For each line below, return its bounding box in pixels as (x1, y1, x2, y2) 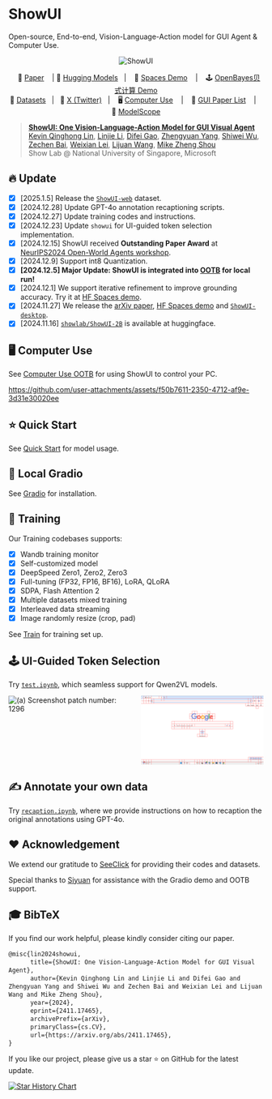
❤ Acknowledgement (8, 838, 120, 852)
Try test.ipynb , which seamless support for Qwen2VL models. (8, 679, 218, 689)
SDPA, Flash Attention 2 (19, 585, 100, 596)
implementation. (19, 230, 74, 239)
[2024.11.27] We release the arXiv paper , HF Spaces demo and (19, 301, 229, 310)
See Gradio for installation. (8, 488, 97, 498)
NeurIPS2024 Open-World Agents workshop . (19, 248, 172, 258)
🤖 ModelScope (111, 106, 161, 116)
